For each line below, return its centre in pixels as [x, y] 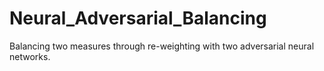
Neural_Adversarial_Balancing [138, 18]
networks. [30, 56]
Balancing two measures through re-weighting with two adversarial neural [162, 46]
